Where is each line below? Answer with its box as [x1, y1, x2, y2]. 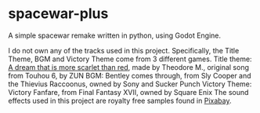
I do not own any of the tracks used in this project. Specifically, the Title [8, 46, 240, 55]
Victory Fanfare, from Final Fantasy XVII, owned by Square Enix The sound [8, 87, 249, 97]
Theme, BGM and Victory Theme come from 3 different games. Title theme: [8, 54, 252, 64]
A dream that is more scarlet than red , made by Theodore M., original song [8, 62, 249, 71]
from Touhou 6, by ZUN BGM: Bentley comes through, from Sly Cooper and [8, 71, 252, 80]
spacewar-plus [8, 5, 109, 23]
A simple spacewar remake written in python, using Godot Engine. [8, 31, 222, 40]
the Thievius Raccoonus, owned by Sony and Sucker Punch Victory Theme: [8, 79, 252, 89]
